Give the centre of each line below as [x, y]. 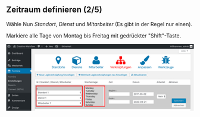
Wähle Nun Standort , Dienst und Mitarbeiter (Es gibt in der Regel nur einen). [99, 24]
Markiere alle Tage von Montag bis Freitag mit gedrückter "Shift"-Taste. [94, 36]
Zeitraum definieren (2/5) [54, 10]
